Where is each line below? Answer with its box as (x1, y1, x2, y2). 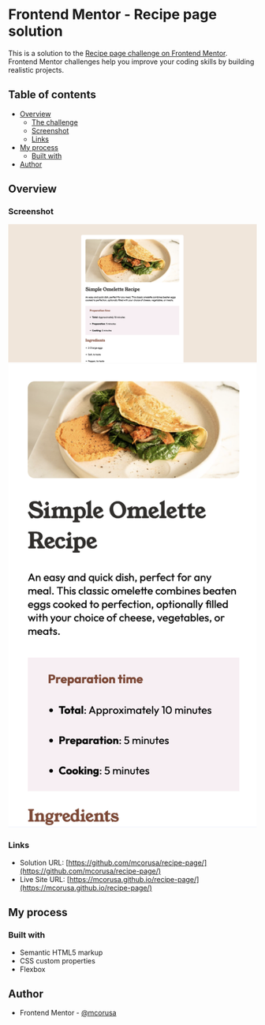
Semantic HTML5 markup (19, 948, 103, 957)
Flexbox (19, 964, 46, 974)
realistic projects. (8, 65, 65, 74)
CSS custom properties (19, 956, 96, 965)
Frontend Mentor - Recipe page (8, 6, 217, 24)
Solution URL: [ (19, 858, 69, 867)
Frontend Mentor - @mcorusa (19, 1008, 117, 1018)
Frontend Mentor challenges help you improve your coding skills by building (8, 57, 255, 66)
